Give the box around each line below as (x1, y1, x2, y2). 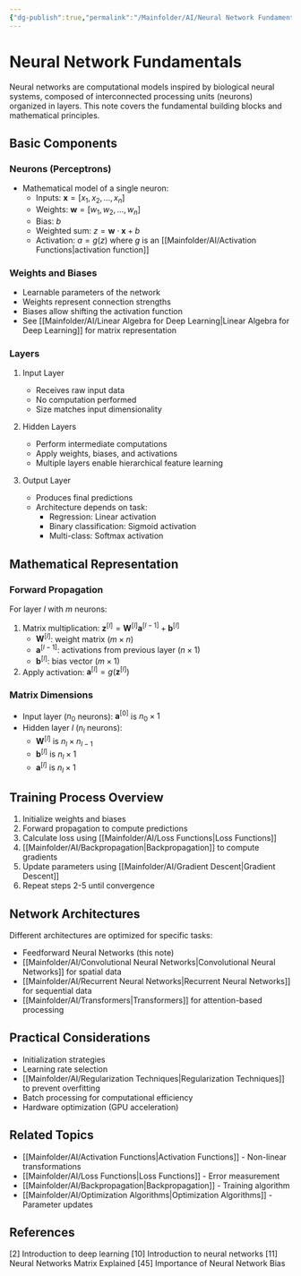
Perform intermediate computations (35, 439, 168, 450)
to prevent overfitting (21, 1083, 100, 1093)
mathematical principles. (9, 109, 100, 121)
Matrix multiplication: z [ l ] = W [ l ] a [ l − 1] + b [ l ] (21, 621, 180, 633)
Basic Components (9, 135, 118, 150)
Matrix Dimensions (9, 689, 94, 701)
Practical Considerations (9, 1031, 150, 1046)
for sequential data (21, 985, 92, 996)
